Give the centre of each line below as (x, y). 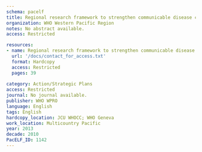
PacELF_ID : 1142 (26, 140)
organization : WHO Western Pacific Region (60, 23)
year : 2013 (20, 129)
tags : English (24, 112)
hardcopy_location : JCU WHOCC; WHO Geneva (60, 118)
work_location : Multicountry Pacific (54, 123)
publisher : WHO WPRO (32, 101)
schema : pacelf (25, 12)
